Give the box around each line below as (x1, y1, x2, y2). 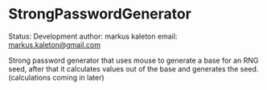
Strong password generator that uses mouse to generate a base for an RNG (8, 55, 259, 65)
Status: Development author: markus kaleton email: (8, 31, 178, 41)
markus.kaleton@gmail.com (8, 39, 101, 49)
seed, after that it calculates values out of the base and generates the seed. (8, 63, 259, 73)
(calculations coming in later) (8, 72, 105, 82)
